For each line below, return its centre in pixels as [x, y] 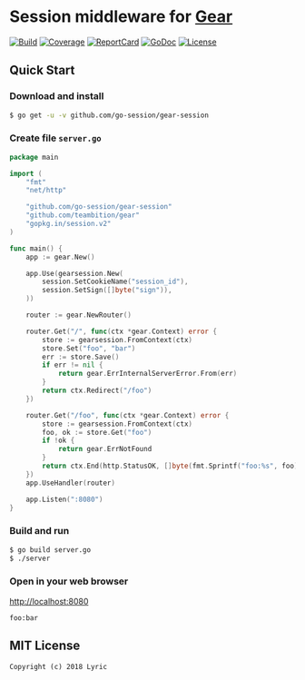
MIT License [45, 646]
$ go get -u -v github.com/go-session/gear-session [109, 115]
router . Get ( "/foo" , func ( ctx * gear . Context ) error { [128, 415]
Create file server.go [55, 138]
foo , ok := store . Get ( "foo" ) [97, 432]
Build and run [39, 531]
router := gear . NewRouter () [79, 315]
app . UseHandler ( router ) [71, 483]
